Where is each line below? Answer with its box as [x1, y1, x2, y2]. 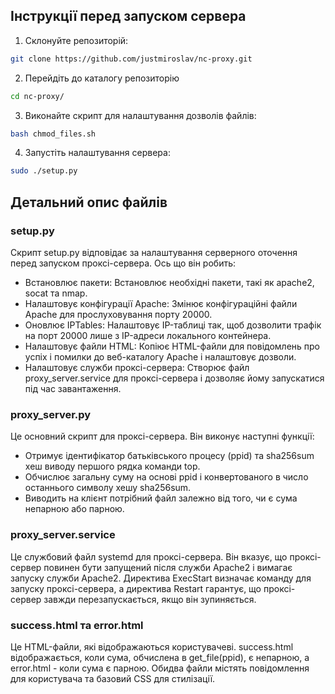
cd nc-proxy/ [10, 91, 65, 101]
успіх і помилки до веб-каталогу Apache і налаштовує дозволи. [24, 351, 297, 363]
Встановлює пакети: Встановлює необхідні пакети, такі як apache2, [24, 277, 315, 288]
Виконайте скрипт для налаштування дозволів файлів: [24, 109, 257, 121]
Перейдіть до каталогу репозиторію [24, 72, 180, 84]
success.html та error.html [10, 618, 144, 632]
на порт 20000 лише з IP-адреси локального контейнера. [24, 330, 272, 341]
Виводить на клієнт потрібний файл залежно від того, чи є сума [24, 492, 298, 504]
